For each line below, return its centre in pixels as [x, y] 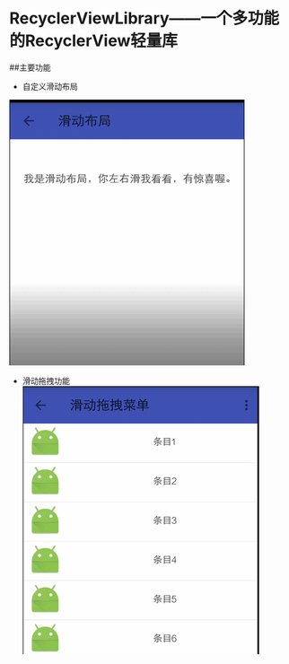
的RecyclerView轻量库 [93, 41]
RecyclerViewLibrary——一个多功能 [144, 18]
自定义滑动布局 [50, 86]
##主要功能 [30, 67]
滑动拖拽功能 [46, 380]
